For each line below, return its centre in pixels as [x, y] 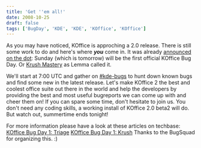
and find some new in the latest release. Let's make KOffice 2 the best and [98, 83]
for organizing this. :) [32, 139]
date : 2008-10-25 [28, 17]
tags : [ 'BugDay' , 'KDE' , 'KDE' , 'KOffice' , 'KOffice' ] [76, 28]
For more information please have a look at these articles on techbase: [93, 126]
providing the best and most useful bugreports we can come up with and [96, 95]
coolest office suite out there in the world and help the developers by [91, 89]
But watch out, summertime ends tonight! [57, 114]
